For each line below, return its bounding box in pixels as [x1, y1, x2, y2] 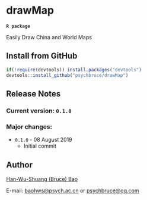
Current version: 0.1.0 [6, 107, 72, 115]
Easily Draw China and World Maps [6, 33, 92, 40]
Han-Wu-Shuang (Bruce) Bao [6, 175, 78, 182]
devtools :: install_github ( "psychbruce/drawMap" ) [6, 72, 129, 78]
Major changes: [6, 123, 52, 131]
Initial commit [23, 142, 57, 149]
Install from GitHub [6, 51, 78, 61]
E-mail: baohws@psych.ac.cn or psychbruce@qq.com [6, 187, 139, 194]
